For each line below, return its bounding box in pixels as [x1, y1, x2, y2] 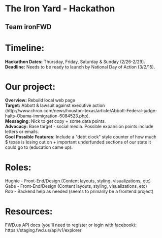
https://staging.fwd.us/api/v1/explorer [5, 227, 82, 233]
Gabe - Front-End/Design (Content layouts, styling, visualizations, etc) [5, 183, 147, 189]
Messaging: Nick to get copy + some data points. [5, 118, 106, 124]
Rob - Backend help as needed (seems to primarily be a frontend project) [5, 188, 154, 195]
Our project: [5, 81, 56, 92]
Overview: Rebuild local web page [5, 97, 75, 103]
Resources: [5, 205, 53, 217]
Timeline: [5, 42, 45, 53]
